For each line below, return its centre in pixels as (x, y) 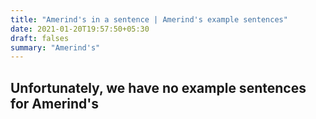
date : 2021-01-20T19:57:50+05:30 (80, 29)
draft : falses (40, 38)
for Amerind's (55, 103)
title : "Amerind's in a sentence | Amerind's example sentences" (149, 19)
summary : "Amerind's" (55, 47)
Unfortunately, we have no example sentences (158, 87)
